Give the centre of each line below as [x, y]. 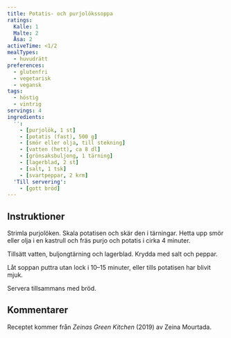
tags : [15, 91]
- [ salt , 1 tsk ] [43, 169]
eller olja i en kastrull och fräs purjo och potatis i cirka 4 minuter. [99, 241]
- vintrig [27, 104]
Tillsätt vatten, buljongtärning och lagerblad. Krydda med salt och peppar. [113, 254]
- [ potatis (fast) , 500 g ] [59, 136]
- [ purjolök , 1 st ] [48, 130]
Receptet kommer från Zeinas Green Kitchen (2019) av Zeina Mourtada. [109, 327]
